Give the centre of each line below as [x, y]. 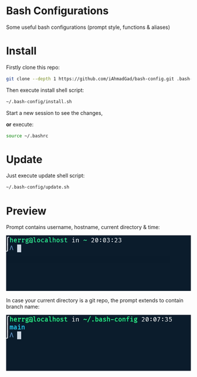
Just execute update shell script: [45, 176]
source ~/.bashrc [27, 136]
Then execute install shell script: [45, 90]
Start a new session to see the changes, [55, 113]
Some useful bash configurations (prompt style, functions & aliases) [88, 27]
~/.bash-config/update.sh [38, 187]
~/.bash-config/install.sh [39, 101]
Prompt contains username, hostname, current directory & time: [83, 227]
